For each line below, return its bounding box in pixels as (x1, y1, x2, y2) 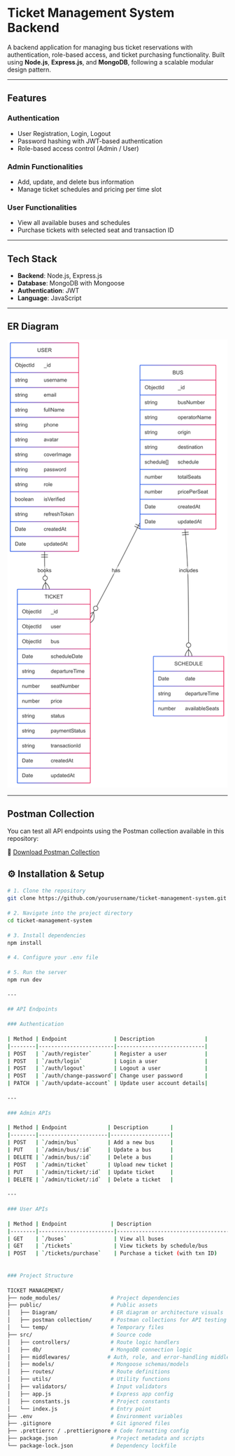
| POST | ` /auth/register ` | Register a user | (7, 1050, 208, 1057)
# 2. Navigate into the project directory (7, 910, 133, 917)
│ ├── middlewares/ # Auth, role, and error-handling (7, 1354, 208, 1361)
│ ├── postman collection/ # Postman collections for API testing (7, 1316, 227, 1323)
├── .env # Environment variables (7, 1413, 183, 1420)
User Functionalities (7, 202, 77, 212)
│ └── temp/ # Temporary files (7, 1324, 164, 1331)
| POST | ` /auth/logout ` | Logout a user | (7, 1065, 208, 1072)
